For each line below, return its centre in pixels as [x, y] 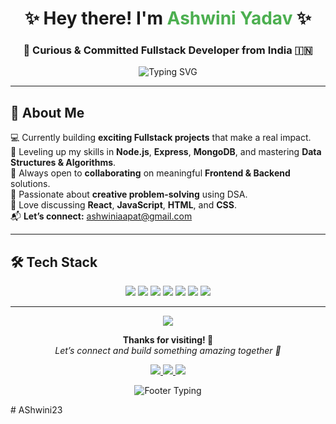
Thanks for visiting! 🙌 [168, 340]
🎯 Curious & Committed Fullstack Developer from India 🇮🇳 [168, 50]
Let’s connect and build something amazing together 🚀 [168, 351]
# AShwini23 [36, 410]
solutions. [30, 184]
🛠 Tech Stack [54, 262]
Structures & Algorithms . [63, 163]
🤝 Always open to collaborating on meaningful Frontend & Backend [150, 173]
